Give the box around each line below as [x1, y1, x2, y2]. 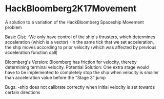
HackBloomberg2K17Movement [5, 3, 137, 14]
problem [5, 24, 22, 30]
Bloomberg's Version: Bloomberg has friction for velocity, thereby [5, 59, 137, 65]
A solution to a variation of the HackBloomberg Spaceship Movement [5, 19, 144, 25]
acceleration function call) [5, 49, 58, 55]
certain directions [5, 89, 41, 95]
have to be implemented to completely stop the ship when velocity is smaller [5, 69, 159, 75]
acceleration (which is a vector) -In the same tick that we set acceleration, [5, 39, 154, 45]
